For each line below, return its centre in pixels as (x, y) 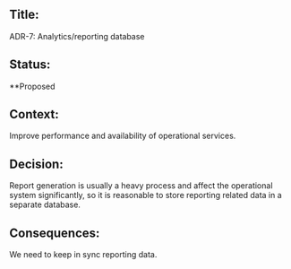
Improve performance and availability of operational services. (123, 136)
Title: (24, 15)
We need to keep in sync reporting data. (83, 255)
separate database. (45, 204)
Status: (30, 65)
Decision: (37, 164)
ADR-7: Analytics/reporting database (77, 36)
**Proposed (32, 86)
